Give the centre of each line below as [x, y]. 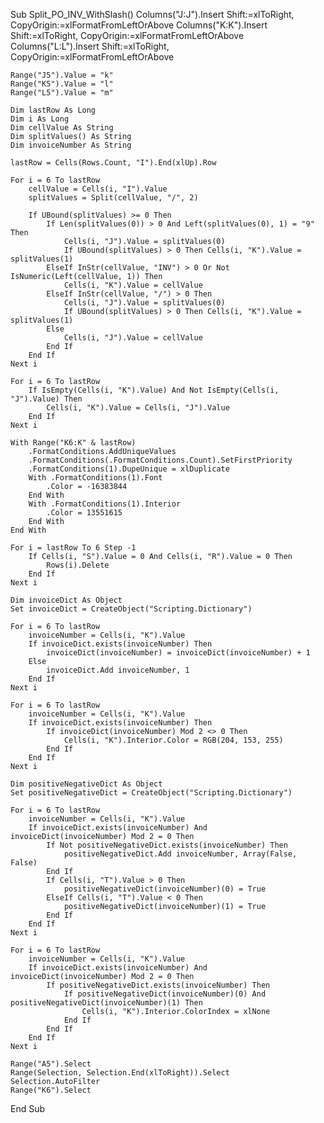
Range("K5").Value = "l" [62, 84]
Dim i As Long [40, 119]
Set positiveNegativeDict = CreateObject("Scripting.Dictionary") [151, 793]
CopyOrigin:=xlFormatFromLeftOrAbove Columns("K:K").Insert [139, 25]
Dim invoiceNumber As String [71, 145]
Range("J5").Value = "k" [62, 75]
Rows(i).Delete [78, 565]
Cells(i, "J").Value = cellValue [133, 338]
